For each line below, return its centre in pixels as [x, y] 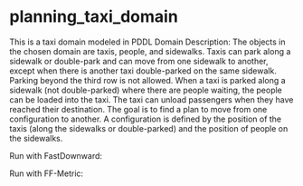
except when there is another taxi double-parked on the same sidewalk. [143, 71]
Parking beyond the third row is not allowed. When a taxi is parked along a [148, 80]
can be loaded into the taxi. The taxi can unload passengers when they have [151, 99]
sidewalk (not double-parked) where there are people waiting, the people [146, 90]
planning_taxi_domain [94, 17]
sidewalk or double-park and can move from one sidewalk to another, [139, 61]
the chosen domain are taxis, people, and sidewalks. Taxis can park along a [150, 51]
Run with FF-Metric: [47, 173]
